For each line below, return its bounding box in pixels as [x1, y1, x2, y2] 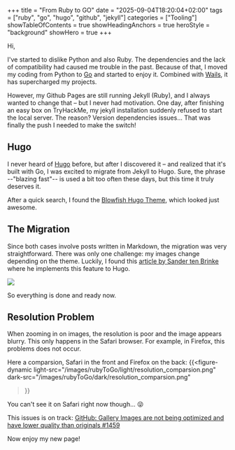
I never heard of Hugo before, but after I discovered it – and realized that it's [7, 160, 226, 168]
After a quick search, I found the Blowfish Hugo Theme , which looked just [7, 195, 220, 204]
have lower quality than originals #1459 [7, 421, 120, 430]
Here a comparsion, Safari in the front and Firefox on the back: [7, 358, 187, 367]
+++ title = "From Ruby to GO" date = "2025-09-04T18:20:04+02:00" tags [7, 6, 222, 14]
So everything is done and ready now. [7, 290, 117, 300]
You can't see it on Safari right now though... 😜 [7, 400, 144, 409]
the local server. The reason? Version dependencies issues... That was [7, 113, 211, 122]
